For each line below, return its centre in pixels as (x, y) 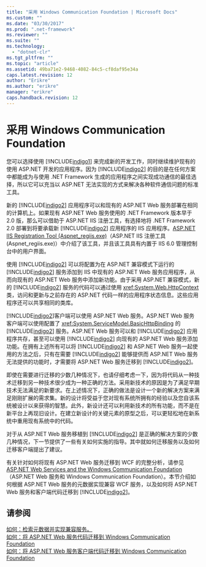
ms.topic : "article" (33, 63)
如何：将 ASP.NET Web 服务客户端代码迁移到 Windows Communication (97, 551)
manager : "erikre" (30, 92)
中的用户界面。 (30, 251)
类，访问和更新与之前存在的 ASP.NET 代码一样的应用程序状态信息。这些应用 (103, 295)
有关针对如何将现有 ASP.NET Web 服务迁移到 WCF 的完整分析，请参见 (95, 462)
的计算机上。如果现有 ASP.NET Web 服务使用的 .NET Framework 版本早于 (99, 213)
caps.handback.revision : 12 (42, 98)
